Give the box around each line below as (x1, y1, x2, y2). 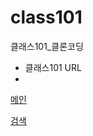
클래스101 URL (24, 61, 82, 73)
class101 (10, 6, 83, 29)
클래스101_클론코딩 (10, 40, 84, 52)
